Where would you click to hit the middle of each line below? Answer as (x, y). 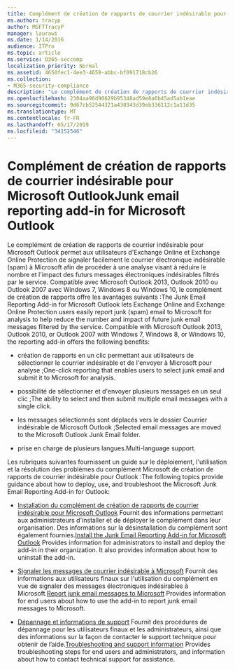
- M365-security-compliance (48, 86)
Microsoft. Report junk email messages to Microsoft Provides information (121, 594)
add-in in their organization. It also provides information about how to (117, 550)
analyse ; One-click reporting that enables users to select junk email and (121, 370)
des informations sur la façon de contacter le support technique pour (117, 637)
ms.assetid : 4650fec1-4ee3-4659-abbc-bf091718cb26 (83, 72)
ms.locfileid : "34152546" (45, 131)
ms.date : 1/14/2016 (36, 40)
